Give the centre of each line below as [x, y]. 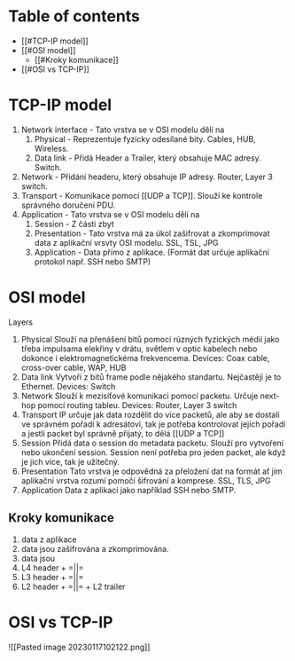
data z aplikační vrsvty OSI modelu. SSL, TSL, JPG [126, 242]
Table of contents [74, 16]
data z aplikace [49, 539]
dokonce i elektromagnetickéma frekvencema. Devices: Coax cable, [145, 358]
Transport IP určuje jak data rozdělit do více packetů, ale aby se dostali [150, 414]
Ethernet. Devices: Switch [68, 386]
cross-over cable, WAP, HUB [74, 367]
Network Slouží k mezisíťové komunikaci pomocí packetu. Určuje [140, 396]
